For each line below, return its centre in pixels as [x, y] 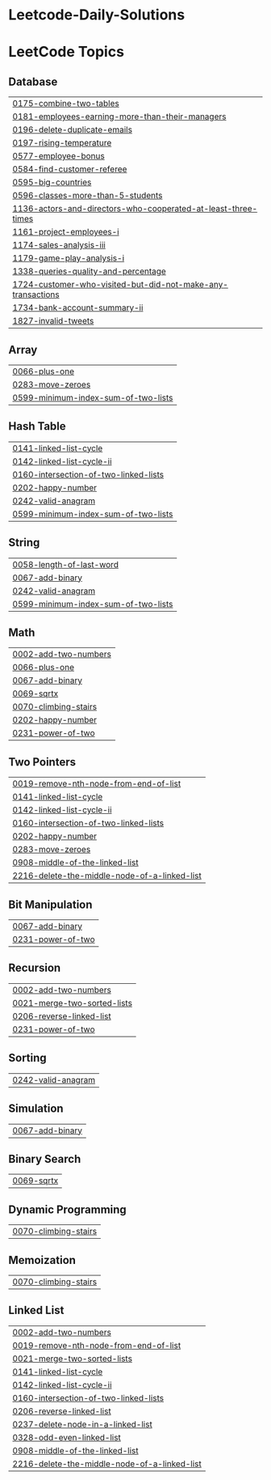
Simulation [36, 1109]
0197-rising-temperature [62, 143]
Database [33, 81]
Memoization [42, 1260]
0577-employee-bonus [58, 156]
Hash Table [37, 426]
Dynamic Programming [67, 1209]
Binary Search [45, 1159]
